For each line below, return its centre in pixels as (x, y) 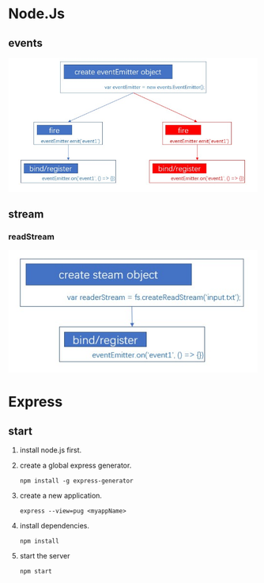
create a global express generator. (75, 466)
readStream (32, 237)
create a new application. (61, 496)
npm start (36, 572)
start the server (45, 556)
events (26, 43)
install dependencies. (54, 526)
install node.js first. (51, 450)
